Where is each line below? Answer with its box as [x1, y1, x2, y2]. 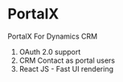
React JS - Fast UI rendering [18, 64, 114, 73]
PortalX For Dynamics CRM [7, 31, 98, 41]
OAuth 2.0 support [18, 47, 81, 56]
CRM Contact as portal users [18, 55, 116, 65]
